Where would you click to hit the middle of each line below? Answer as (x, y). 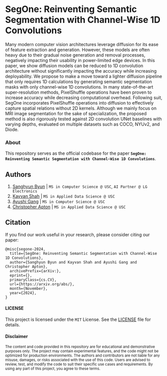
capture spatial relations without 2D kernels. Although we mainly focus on (81, 108)
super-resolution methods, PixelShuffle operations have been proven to (79, 92)
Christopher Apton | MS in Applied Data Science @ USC (69, 207)
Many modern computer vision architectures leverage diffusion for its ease (82, 44)
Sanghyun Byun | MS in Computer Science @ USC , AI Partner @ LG (80, 187)
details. (13, 325)
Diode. (12, 129)
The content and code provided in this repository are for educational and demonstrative (80, 347)
